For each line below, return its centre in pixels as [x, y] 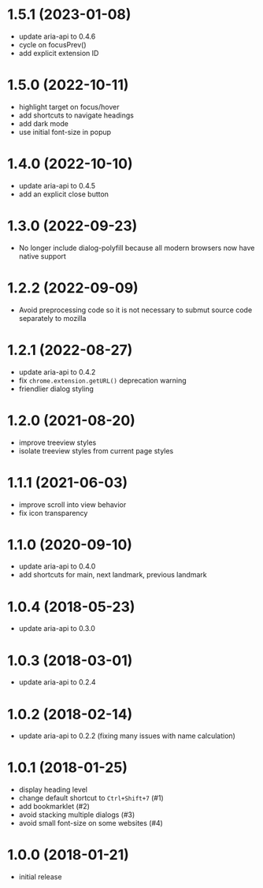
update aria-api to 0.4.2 [57, 371]
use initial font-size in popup [65, 132]
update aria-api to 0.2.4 [57, 682]
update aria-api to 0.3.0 [57, 629]
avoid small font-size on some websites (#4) [91, 823]
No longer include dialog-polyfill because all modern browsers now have [137, 248]
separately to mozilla [52, 318]
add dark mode [43, 123]
